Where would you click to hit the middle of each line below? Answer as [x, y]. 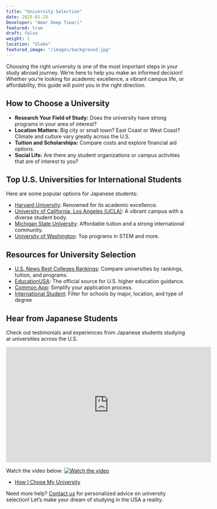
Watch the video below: [35, 471]
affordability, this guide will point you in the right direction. [76, 85]
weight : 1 [18, 39]
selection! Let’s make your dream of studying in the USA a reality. [85, 500]
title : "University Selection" [44, 11]
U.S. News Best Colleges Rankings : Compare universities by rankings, [99, 269]
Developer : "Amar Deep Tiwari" [44, 22]
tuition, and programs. [41, 275]
